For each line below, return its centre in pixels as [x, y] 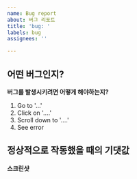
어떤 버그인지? [36, 74]
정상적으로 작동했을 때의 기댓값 [68, 151]
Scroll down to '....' [43, 120]
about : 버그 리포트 [31, 20]
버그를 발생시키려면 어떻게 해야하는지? [58, 92]
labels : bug [24, 32]
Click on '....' [34, 113]
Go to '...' [29, 105]
